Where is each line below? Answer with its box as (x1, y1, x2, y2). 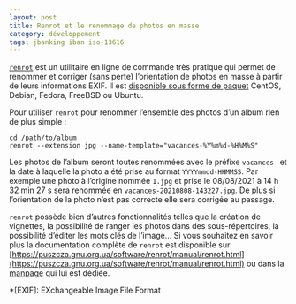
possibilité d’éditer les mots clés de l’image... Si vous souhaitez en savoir (9, 231, 274, 241)
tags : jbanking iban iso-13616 (9, 37, 125, 47)
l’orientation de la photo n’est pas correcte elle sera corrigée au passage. (9, 194, 276, 205)
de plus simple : (9, 117, 67, 127)
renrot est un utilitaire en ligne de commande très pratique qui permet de (9, 62, 276, 72)
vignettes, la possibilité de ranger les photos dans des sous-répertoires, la (9, 221, 280, 232)
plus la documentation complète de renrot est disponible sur (9, 239, 231, 250)
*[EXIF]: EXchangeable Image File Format (9, 285, 162, 296)
